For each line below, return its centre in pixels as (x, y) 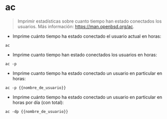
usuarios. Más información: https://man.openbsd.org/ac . (76, 26)
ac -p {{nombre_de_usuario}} (36, 88)
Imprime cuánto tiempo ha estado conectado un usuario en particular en (87, 97)
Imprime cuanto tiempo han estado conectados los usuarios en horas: (85, 55)
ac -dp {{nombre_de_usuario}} (37, 111)
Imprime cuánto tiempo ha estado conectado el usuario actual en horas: (87, 36)
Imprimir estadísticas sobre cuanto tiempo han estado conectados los (90, 21)
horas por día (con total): (38, 102)
